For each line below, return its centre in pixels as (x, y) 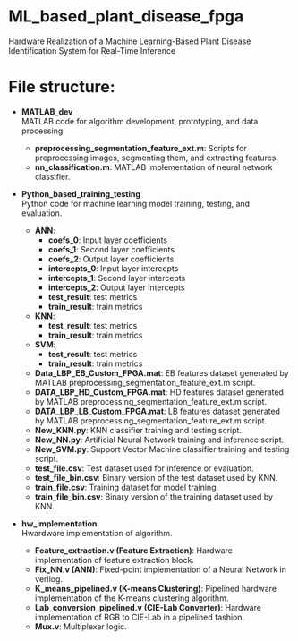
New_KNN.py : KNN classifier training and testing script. (138, 430)
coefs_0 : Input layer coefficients (107, 240)
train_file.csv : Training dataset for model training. (127, 487)
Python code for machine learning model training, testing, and (136, 203)
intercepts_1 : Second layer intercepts (117, 278)
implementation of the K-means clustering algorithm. (132, 598)
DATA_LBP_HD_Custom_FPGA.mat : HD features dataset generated (159, 392)
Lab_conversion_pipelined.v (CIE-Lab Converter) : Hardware (148, 607)
